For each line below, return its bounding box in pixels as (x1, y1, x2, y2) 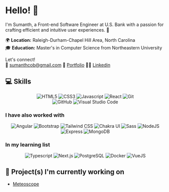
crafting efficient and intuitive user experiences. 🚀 (5, 26, 110, 33)
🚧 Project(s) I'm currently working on (5, 168, 124, 176)
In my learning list (5, 141, 50, 148)
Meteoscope (12, 181, 40, 187)
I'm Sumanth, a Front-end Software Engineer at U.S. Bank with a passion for (5, 21, 164, 28)
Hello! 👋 (5, 5, 39, 16)
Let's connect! (5, 56, 36, 63)
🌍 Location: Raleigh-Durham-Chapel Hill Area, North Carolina (5, 37, 136, 43)
